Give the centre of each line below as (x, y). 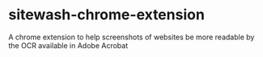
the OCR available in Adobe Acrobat (68, 45)
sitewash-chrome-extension (106, 15)
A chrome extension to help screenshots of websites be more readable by (131, 37)
